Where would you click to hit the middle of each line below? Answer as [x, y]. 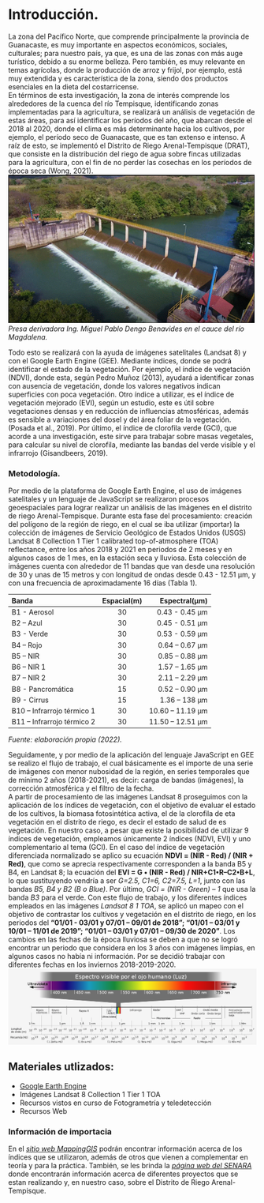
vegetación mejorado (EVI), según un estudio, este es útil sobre [111, 402]
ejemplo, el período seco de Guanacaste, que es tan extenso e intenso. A [127, 137]
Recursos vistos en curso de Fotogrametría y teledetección [115, 1103]
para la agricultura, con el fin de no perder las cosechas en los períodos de [130, 162]
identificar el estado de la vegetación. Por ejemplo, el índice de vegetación [129, 369]
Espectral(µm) [184, 600]
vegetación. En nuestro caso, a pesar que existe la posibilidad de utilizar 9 [129, 830]
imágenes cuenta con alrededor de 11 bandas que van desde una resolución [132, 566]
